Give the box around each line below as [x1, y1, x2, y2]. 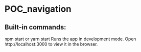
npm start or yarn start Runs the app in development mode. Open [4, 36, 137, 42]
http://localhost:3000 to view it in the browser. [4, 41, 98, 47]
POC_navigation [4, 3, 71, 15]
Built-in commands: [4, 23, 67, 31]
